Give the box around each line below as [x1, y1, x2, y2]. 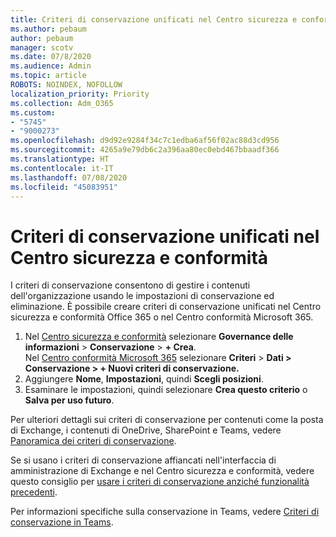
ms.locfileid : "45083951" [10, 182, 118, 192]
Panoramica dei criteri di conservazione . [10, 435, 177, 447]
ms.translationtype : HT [10, 154, 110, 164]
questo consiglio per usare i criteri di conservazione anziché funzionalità [10, 476, 310, 488]
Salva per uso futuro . [24, 394, 115, 406]
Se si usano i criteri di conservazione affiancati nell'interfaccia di [10, 454, 277, 466]
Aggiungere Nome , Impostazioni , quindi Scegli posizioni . [24, 373, 264, 385]
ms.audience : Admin [10, 61, 92, 71]
